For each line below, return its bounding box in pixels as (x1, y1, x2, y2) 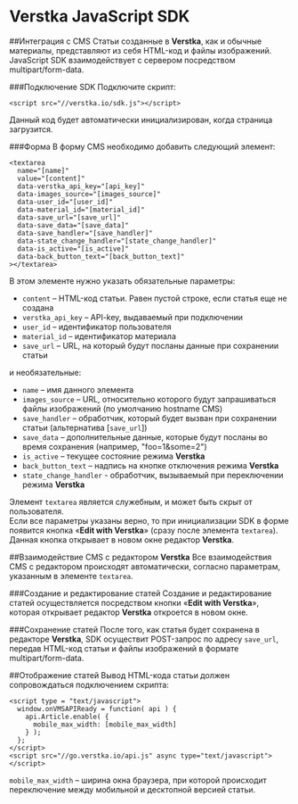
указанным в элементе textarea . (9, 570, 133, 581)
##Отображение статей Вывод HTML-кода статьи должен (9, 669, 230, 680)
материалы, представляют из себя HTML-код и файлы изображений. (9, 45, 272, 55)
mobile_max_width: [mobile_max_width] (32, 720, 177, 729)
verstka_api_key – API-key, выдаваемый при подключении (21, 311, 243, 322)
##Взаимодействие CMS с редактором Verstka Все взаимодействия (9, 551, 272, 562)
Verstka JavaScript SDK (9, 6, 190, 27)
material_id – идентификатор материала (21, 330, 176, 341)
